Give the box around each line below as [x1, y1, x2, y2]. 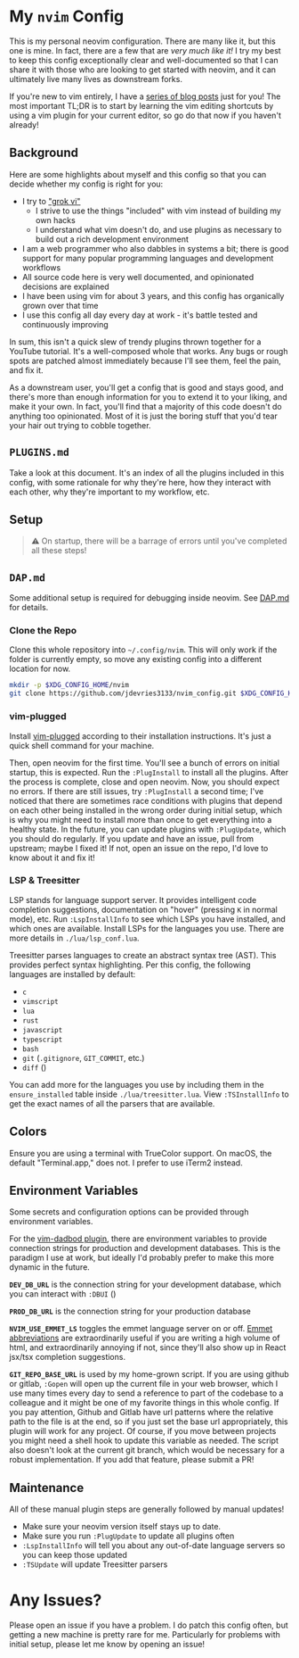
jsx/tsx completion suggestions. [9, 1352, 126, 1363]
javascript [21, 1025, 63, 1034]
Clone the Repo [9, 625, 77, 637]
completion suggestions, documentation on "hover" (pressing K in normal [9, 904, 279, 915]
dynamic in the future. [9, 1262, 91, 1273]
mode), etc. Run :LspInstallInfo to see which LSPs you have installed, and [9, 913, 287, 924]
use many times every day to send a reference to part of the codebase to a [9, 1388, 284, 1398]
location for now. [9, 663, 71, 675]
